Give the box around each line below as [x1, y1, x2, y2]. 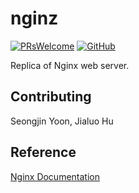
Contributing [10, 88, 92, 106]
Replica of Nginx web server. [10, 59, 130, 71]
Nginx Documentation [10, 170, 100, 182]
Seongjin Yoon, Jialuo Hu [10, 115, 114, 127]
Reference [10, 144, 77, 161]
